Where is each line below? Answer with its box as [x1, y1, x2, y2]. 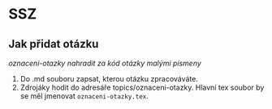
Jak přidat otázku [8, 37, 99, 51]
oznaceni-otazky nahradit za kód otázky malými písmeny [8, 58, 201, 68]
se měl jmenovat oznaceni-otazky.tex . [19, 91, 149, 101]
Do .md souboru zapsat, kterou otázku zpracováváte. [19, 74, 199, 83]
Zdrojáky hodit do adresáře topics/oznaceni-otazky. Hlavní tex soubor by [19, 82, 265, 92]
